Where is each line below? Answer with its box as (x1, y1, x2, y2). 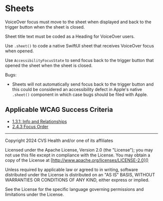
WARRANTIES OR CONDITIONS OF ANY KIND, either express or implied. (5, 177, 149, 183)
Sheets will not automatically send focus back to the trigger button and (12, 81, 154, 87)
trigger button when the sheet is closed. (5, 24, 85, 30)
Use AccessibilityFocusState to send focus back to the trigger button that (5, 57, 154, 63)
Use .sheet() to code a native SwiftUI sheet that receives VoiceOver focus (5, 43, 154, 48)
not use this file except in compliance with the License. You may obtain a (5, 152, 150, 158)
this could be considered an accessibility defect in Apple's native (12, 86, 142, 92)
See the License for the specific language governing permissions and (5, 186, 144, 192)
